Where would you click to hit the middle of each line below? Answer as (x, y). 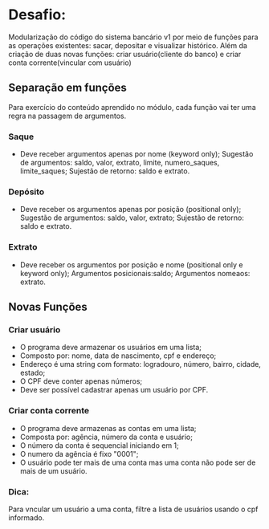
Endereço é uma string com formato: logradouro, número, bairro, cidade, (140, 364)
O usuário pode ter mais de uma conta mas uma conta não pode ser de (138, 462)
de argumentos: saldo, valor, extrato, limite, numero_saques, (120, 163)
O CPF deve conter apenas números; (81, 381)
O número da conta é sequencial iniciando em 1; (99, 445)
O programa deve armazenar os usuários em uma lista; (111, 348)
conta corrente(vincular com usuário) (70, 63)
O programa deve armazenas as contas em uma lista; (108, 428)
